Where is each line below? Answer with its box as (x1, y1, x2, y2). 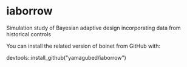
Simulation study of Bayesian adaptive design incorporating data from (6, 24, 181, 31)
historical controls (6, 30, 52, 37)
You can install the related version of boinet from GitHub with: (6, 42, 161, 49)
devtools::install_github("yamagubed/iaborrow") (6, 54, 126, 61)
